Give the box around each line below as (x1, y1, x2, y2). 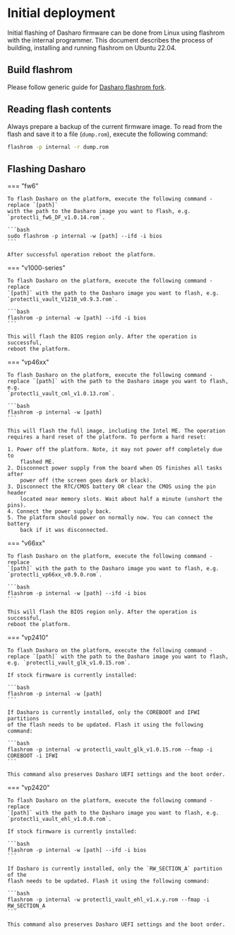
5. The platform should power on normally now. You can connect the (7, 514, 213, 521)
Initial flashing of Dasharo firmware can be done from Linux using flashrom (7, 28, 225, 37)
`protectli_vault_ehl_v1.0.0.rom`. (7, 816, 112, 823)
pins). (7, 501, 27, 509)
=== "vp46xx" (7, 358, 49, 366)
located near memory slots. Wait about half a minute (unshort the (20, 496, 222, 503)
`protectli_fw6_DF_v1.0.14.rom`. (7, 214, 106, 221)
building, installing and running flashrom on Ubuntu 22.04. (7, 43, 176, 52)
